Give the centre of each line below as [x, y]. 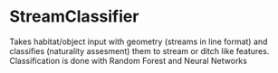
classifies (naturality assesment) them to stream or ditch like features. [139, 50]
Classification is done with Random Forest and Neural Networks [128, 60]
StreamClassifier [74, 17]
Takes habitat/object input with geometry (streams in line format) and [139, 41]
